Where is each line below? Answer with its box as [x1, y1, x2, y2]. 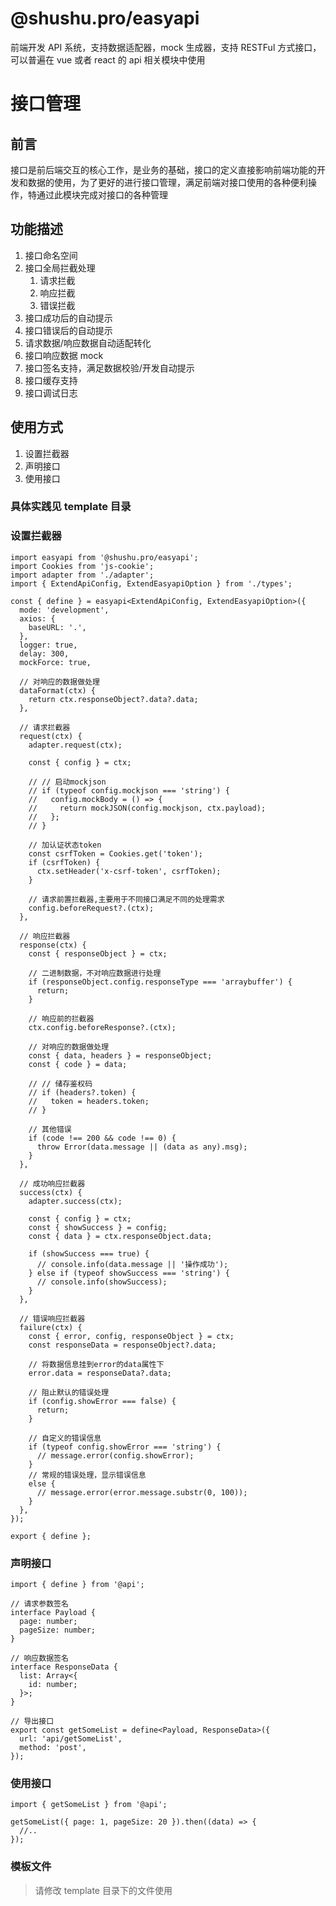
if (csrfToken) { [28, 857, 101, 867]
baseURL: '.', [28, 622, 87, 632]
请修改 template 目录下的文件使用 [34, 1884, 173, 1896]
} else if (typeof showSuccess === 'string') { [28, 1268, 230, 1278]
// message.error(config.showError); [36, 1450, 195, 1461]
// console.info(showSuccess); [36, 1277, 168, 1287]
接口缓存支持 [24, 374, 78, 386]
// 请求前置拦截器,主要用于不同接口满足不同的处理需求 [28, 894, 225, 904]
